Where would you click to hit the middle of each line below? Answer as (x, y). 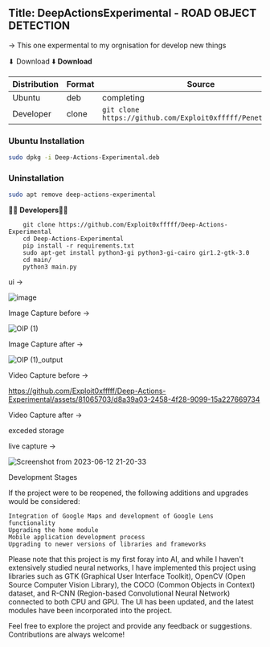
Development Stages (43, 477)
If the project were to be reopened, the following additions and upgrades (129, 493)
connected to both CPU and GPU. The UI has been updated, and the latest (131, 602)
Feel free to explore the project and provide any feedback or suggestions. (130, 626)
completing (123, 97)
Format (80, 84)
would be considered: (44, 502)
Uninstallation (36, 178)
